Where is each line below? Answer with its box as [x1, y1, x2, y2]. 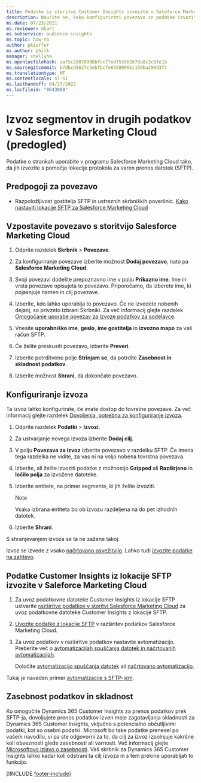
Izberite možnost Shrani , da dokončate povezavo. [14, 372, 138, 379]
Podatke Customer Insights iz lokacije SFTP [6, 570, 172, 581]
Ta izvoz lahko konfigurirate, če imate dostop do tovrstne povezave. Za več [6, 406, 191, 413]
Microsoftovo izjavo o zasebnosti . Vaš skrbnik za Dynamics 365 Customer [6, 745, 189, 752]
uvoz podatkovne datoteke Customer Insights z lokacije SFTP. [14, 609, 168, 616]
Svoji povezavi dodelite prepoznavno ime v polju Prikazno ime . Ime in [14, 276, 187, 283]
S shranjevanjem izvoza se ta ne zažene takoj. [6, 536, 120, 543]
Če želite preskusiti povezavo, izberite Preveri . [14, 343, 130, 350]
